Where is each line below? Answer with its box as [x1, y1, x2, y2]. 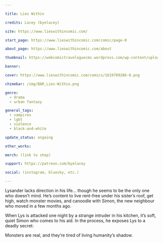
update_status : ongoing [5, 135, 53, 140]
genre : [5, 90, 18, 95]
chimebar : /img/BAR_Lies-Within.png [5, 81, 79, 87]
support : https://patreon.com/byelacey [5, 161, 86, 166]
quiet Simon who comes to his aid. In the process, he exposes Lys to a [5, 218, 146, 224]
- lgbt [9, 117, 23, 122]
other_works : [5, 144, 32, 149]
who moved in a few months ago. [5, 203, 72, 209]
